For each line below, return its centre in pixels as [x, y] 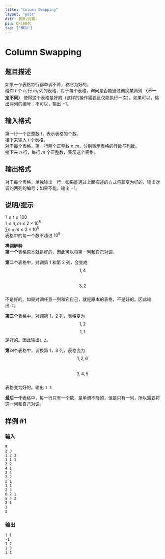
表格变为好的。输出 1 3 [28, 388]
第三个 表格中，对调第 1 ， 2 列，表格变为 [45, 316]
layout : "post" [21, 14]
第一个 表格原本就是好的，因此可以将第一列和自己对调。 [61, 252]
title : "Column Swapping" [31, 10]
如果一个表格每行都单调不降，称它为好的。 [48, 85]
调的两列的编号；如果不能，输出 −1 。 [42, 188]
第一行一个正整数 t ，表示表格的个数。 [43, 133]
